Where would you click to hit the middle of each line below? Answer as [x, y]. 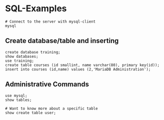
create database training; [33, 52]
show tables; [18, 100]
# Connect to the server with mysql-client [50, 22]
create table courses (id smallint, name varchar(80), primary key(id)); [82, 65]
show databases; [22, 56]
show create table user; [31, 113]
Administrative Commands [47, 84]
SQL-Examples [36, 9]
